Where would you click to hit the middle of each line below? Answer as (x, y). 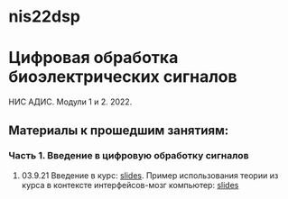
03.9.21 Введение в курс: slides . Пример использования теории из (150, 175)
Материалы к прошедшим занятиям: (119, 130)
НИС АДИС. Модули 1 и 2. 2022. (70, 102)
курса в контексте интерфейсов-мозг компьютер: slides (130, 185)
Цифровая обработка (93, 58)
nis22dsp (44, 17)
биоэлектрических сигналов (123, 77)
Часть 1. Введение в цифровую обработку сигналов (129, 156)
